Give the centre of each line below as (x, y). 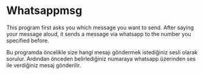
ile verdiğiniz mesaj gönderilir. (44, 65)
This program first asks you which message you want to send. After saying (100, 27)
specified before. (28, 40)
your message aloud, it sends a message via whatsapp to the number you (99, 34)
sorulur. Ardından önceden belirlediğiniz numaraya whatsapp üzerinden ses (101, 59)
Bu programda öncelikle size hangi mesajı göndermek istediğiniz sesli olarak (102, 52)
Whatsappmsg (44, 11)
